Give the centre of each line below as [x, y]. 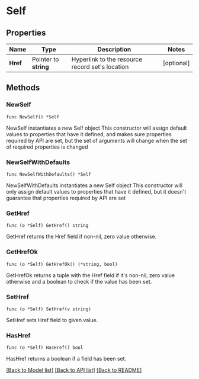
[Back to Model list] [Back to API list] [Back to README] [74, 370]
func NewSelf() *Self [33, 117]
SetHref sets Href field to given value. [52, 320]
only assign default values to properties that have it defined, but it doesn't [96, 191]
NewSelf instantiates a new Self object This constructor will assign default [97, 128]
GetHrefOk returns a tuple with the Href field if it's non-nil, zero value [91, 275]
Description [114, 49]
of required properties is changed [47, 147]
